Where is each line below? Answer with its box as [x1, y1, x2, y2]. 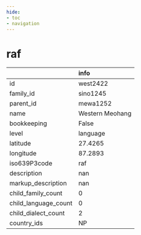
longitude [9, 149, 37, 158]
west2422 [78, 79, 109, 88]
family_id [9, 90, 35, 98]
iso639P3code [9, 159, 53, 168]
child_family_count [9, 189, 63, 198]
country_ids [9, 219, 43, 228]
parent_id [9, 99, 37, 108]
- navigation [6, 20, 40, 26]
